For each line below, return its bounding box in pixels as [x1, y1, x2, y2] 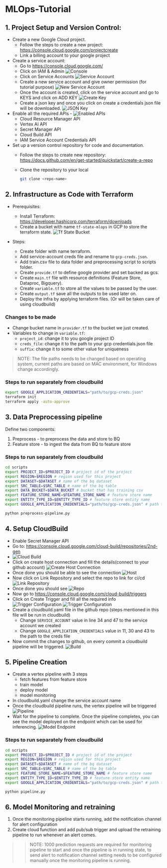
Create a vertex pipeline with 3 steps [12, 671, 88, 677]
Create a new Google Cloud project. [12, 36, 86, 42]
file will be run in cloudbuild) [12, 612, 71, 618]
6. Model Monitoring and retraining [5, 803, 115, 811]
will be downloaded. [19, 106, 61, 111]
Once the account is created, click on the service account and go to [19, 90, 159, 95]
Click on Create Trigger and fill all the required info [12, 596, 116, 602]
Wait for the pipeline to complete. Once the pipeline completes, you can [12, 713, 160, 720]
